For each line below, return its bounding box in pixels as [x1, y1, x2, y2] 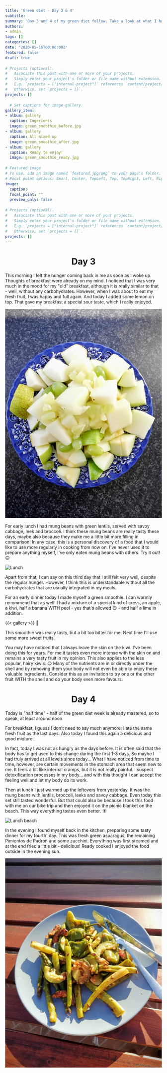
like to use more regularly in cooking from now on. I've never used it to [5, 544, 150, 550]
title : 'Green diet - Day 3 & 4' [5, 8, 75, 13]
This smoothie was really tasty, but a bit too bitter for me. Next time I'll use [5, 630, 158, 636]
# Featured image [5, 166, 41, 171]
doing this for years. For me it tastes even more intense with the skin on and [5, 650, 161, 656]
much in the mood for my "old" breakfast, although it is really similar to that [5, 283, 159, 289]
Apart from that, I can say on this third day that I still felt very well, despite [5, 574, 157, 580]
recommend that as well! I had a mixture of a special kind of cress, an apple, [5, 600, 162, 606]
